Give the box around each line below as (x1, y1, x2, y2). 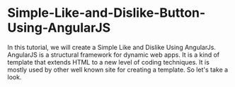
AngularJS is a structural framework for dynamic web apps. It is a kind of (7, 51, 220, 59)
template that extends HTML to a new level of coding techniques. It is (7, 58, 210, 66)
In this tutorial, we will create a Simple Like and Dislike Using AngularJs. (7, 43, 216, 51)
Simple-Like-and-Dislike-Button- (7, 5, 206, 21)
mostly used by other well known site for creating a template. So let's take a (7, 65, 229, 74)
